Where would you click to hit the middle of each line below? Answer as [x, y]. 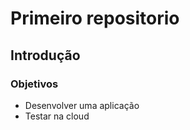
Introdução [45, 55]
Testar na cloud [57, 116]
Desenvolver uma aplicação [82, 105]
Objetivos [34, 84]
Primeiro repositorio [95, 18]
